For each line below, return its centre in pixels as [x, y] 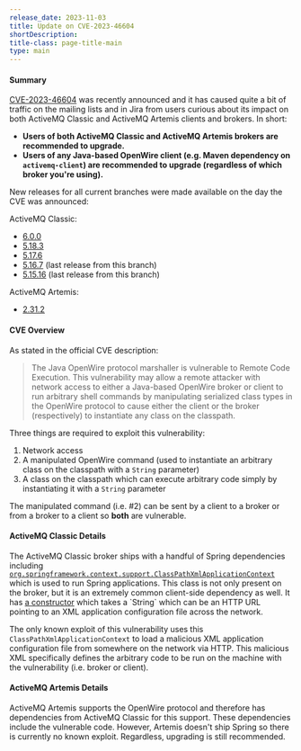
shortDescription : [44, 34]
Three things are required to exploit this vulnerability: [107, 433]
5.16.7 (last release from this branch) [89, 265]
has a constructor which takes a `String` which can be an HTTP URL [135, 602]
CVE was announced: [49, 201]
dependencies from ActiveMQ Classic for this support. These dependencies [150, 717]
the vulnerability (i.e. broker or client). [79, 667]
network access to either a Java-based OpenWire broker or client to [157, 387]
